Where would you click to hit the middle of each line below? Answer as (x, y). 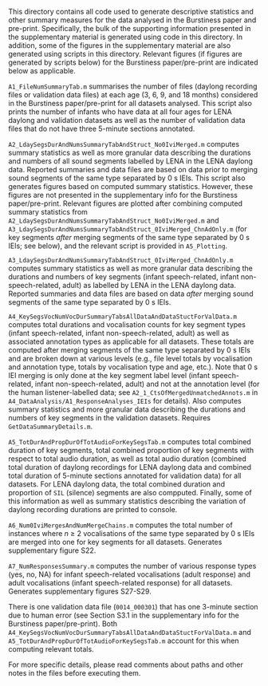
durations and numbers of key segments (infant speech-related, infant (124, 277)
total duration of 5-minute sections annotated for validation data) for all (125, 475)
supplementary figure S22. (52, 550)
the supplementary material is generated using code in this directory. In (126, 37)
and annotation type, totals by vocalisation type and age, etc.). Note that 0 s (133, 367)
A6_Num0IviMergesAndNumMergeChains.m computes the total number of (120, 525)
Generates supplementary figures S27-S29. (80, 591)
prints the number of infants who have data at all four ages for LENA (120, 112)
